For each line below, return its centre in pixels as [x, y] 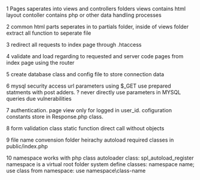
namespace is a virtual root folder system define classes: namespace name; [100, 164]
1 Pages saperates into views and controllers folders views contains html [96, 9]
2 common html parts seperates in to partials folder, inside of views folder [98, 27]
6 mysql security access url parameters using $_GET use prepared [89, 86]
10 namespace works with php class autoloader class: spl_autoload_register [100, 158]
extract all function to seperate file [49, 33]
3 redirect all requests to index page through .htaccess [74, 45]
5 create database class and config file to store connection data [85, 74]
